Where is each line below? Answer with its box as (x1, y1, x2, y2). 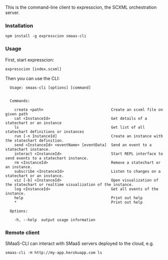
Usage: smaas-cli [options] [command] (10, 85, 92, 90)
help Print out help (14, 195, 143, 201)
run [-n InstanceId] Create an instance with (14, 134, 163, 139)
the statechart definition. (5, 138, 64, 143)
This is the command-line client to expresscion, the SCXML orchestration (5, 5, 157, 10)
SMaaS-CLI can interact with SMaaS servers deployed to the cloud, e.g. (5, 240, 154, 246)
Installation (5, 22, 34, 29)
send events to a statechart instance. (5, 156, 89, 161)
